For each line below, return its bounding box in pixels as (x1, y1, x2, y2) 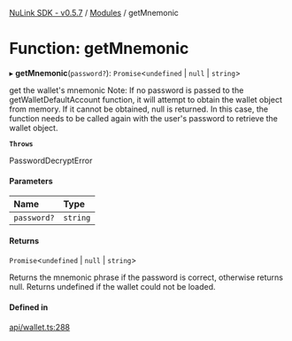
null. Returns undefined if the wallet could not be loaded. (9, 282, 216, 292)
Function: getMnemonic (9, 39, 189, 58)
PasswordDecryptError (9, 155, 93, 166)
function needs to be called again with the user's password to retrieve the (9, 112, 279, 123)
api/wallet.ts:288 (9, 322, 71, 332)
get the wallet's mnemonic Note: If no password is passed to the (9, 84, 244, 96)
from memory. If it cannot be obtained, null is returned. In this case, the (9, 104, 268, 114)
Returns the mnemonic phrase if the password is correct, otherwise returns (9, 272, 283, 283)
